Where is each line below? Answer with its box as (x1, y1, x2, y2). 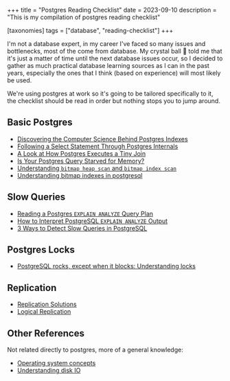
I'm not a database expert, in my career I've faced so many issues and (7, 40, 206, 47)
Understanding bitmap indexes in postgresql (16, 171, 143, 179)
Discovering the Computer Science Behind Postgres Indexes (16, 135, 188, 143)
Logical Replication (16, 308, 71, 316)
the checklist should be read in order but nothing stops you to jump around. (7, 97, 221, 105)
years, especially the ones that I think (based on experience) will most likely (7, 69, 221, 77)
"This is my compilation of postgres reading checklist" (7, 13, 161, 21)
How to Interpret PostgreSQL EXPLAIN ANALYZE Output (16, 216, 168, 225)
